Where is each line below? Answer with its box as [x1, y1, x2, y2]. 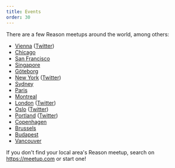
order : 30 [6, 14, 31, 20]
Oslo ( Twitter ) [14, 105, 49, 113]
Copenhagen [14, 118, 47, 125]
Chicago [14, 48, 36, 55]
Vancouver [14, 137, 42, 144]
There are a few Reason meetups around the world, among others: [6, 30, 170, 38]
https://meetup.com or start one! [6, 155, 86, 162]
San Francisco [14, 55, 51, 62]
